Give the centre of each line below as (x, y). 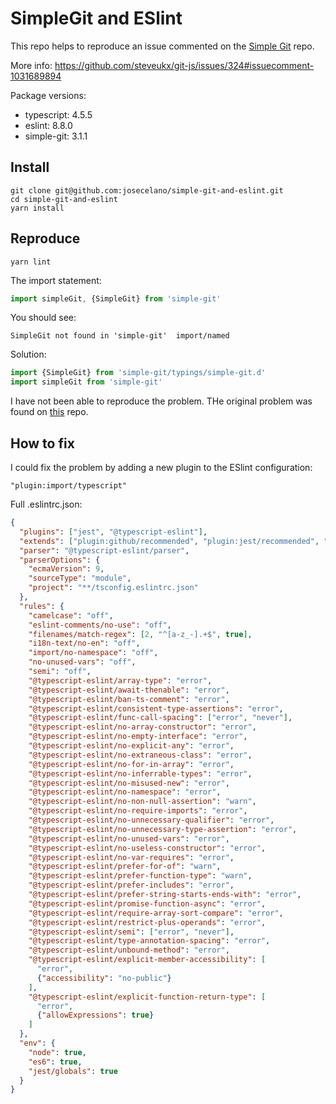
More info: (31, 65)
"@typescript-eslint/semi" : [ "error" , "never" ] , (131, 932)
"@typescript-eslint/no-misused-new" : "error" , (129, 783)
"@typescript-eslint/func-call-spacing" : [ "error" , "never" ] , (160, 718)
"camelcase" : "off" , (71, 615)
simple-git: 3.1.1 (56, 136)
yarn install (37, 208)
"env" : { (37, 1043)
